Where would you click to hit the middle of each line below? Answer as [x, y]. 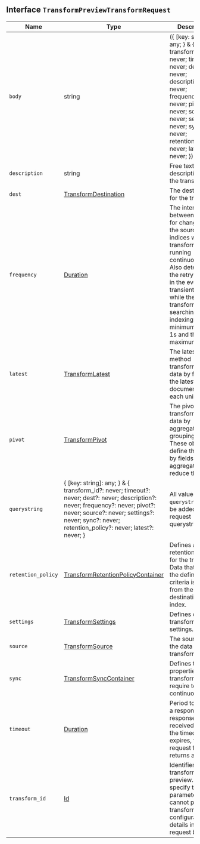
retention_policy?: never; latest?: [109, 528]
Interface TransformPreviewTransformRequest [88, 10]
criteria [179, 582]
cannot [179, 802]
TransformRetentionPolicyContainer [114, 574]
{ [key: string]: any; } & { [96, 483]
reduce [179, 473]
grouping [182, 436]
